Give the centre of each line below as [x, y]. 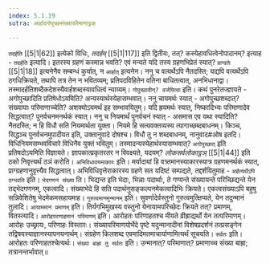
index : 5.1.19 [32, 16]
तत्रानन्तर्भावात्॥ [28, 252]
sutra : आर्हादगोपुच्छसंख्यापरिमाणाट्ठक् [52, 23]
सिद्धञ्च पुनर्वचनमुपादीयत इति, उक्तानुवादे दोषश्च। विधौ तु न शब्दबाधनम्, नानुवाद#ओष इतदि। [125, 134]
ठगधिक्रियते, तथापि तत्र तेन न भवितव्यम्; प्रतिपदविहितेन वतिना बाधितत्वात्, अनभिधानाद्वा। [119, 80]
